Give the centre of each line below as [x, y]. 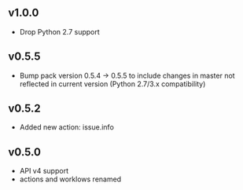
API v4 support [44, 171]
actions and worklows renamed [70, 179]
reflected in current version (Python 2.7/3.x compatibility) [112, 84]
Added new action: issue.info [66, 127]
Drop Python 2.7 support [59, 31]
